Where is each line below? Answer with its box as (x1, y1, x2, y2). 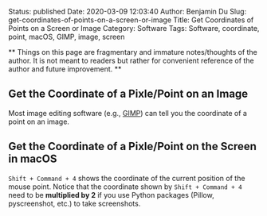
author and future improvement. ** (8, 64, 122, 74)
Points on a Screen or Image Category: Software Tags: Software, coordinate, (8, 24, 260, 33)
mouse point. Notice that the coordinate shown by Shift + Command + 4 (8, 182, 242, 191)
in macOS (8, 152, 57, 166)
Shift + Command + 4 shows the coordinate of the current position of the (8, 173, 245, 183)
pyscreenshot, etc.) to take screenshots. (8, 199, 141, 208)
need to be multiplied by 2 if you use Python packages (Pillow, (8, 190, 214, 199)
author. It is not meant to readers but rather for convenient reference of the (8, 56, 254, 65)
